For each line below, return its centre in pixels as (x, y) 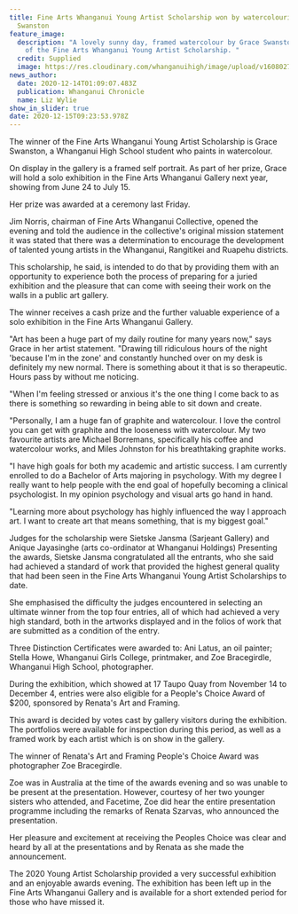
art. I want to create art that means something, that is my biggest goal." (139, 521)
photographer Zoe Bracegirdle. (66, 766)
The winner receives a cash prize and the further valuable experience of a (145, 312)
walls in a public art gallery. (59, 295)
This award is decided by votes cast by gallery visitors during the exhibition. (148, 721)
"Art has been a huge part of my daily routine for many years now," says (141, 339)
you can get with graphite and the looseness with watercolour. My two (137, 430)
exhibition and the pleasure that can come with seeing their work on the (140, 286)
